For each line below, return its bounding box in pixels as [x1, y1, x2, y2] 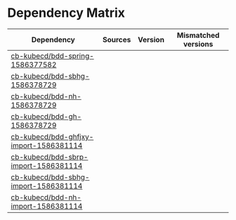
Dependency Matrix [7, 5, 125, 21]
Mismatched [176, 30, 220, 40]
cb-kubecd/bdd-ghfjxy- [11, 131, 94, 141]
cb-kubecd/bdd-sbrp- [11, 152, 88, 162]
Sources [102, 34, 131, 44]
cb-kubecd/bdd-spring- [11, 51, 95, 60]
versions [183, 39, 214, 48]
